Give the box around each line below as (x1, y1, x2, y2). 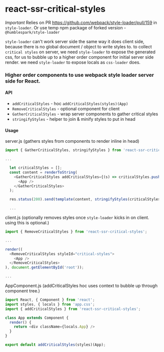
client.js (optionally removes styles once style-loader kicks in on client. (5, 215, 150, 220)
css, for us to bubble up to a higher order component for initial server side (5, 54, 154, 60)
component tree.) (5, 288, 40, 294)
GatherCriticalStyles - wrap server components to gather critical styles (12, 111, 159, 117)
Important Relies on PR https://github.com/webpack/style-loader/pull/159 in (5, 20, 157, 25)
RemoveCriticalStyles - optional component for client (12, 106, 120, 112)
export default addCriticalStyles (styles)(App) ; (5, 342, 106, 348)
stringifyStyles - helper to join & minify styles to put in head (12, 116, 136, 122)
